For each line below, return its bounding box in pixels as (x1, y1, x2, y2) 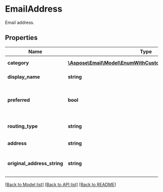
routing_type (7, 123, 38, 130)
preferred (7, 96, 30, 103)
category (7, 59, 29, 66)
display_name (7, 73, 40, 80)
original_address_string (7, 160, 64, 167)
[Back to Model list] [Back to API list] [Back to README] (5, 181, 116, 187)
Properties (5, 34, 38, 42)
